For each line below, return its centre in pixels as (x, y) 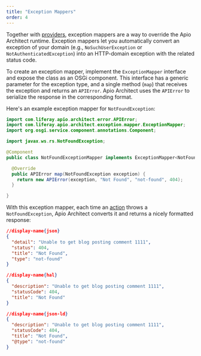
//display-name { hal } (32, 275)
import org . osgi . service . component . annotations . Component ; (81, 130)
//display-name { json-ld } (37, 314)
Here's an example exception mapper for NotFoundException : (81, 108)
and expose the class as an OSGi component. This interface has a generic (98, 78)
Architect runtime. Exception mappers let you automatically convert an (93, 41)
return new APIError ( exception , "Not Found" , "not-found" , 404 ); (100, 179)
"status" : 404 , (31, 248)
